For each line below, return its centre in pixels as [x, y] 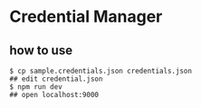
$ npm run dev [36, 87]
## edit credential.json [56, 79]
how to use [41, 50]
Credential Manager [86, 17]
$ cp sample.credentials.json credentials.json [101, 71]
